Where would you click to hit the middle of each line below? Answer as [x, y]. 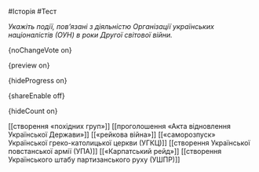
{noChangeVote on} [40, 50]
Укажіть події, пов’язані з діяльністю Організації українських [111, 26]
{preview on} [29, 65]
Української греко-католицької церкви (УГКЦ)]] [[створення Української [129, 143]
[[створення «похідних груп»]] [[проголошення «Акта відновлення [120, 126]
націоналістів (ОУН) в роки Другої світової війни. [90, 35]
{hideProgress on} [38, 81]
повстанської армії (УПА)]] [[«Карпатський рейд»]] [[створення [115, 151]
